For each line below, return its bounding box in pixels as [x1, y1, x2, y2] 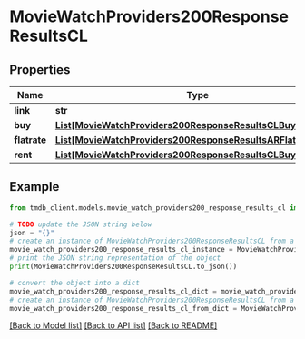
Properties [9, 62, 71, 77]
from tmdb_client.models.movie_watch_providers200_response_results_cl [9, 203, 286, 213]
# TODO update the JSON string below [9, 220, 152, 229]
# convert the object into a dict [9, 278, 141, 287]
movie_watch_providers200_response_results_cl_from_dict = [9, 304, 238, 313]
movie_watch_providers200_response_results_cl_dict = [9, 286, 218, 296]
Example [9, 179, 60, 194]
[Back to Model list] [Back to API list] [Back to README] [9, 320, 218, 331]
